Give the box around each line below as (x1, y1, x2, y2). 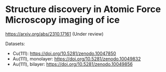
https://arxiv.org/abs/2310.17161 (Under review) (5, 31, 104, 37)
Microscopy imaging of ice (5, 14, 120, 26)
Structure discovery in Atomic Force (5, 4, 161, 15)
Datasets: (5, 40, 25, 46)
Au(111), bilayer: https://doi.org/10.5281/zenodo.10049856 (12, 61, 133, 67)
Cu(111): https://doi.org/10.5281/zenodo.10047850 (12, 50, 116, 56)
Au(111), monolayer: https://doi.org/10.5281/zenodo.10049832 (12, 55, 141, 61)
